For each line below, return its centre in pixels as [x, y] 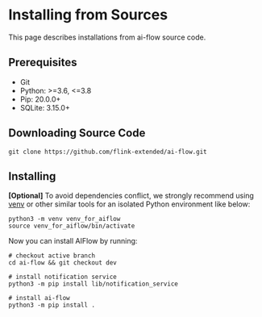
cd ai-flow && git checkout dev [62, 263]
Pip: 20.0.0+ [40, 99]
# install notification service [62, 277]
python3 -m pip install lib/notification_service [94, 284]
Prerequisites [43, 63]
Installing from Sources [88, 15]
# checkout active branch [52, 256]
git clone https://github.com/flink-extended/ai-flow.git [108, 152]
